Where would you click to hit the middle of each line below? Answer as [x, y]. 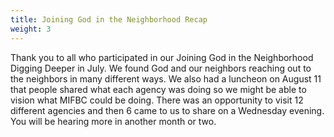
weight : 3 [31, 29]
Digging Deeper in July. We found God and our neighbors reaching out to [161, 68]
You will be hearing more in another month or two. [113, 121]
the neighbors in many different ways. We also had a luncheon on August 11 [166, 78]
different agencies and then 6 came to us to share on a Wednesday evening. [167, 110]
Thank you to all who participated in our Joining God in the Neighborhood [162, 57]
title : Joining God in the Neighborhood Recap [109, 19]
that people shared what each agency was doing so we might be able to [158, 89]
